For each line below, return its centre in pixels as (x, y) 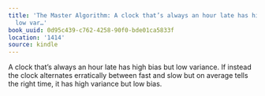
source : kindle (33, 45)
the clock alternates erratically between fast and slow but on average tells (128, 76)
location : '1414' (37, 37)
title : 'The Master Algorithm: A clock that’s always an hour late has (128, 15)
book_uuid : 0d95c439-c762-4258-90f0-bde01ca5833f (91, 30)
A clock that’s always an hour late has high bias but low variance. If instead (130, 67)
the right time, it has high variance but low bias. (85, 84)
